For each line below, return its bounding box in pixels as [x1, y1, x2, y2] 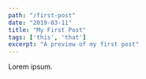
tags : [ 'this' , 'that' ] [8, 33, 87, 41]
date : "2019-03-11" [8, 19, 73, 27]
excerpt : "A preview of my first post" [8, 41, 140, 48]
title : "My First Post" [8, 26, 87, 34]
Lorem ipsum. [8, 62, 53, 71]
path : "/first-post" [8, 11, 77, 20]
